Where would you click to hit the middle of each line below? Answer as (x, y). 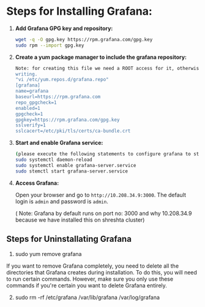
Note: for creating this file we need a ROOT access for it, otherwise (108, 68)
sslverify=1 (30, 125)
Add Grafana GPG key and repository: (64, 28)
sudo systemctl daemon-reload (54, 160)
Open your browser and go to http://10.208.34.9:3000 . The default (101, 195)
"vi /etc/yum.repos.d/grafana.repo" (62, 80)
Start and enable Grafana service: (59, 143)
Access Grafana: (37, 183)
